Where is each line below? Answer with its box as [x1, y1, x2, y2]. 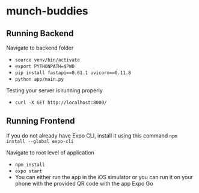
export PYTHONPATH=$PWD [14, 63, 75, 69]
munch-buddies [6, 4, 88, 18]
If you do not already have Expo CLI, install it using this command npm [6, 131, 178, 139]
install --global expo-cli [6, 138, 74, 144]
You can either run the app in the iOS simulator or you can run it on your [14, 173, 194, 180]
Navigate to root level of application [6, 149, 94, 156]
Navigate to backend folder [6, 44, 74, 51]
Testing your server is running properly [6, 87, 103, 94]
